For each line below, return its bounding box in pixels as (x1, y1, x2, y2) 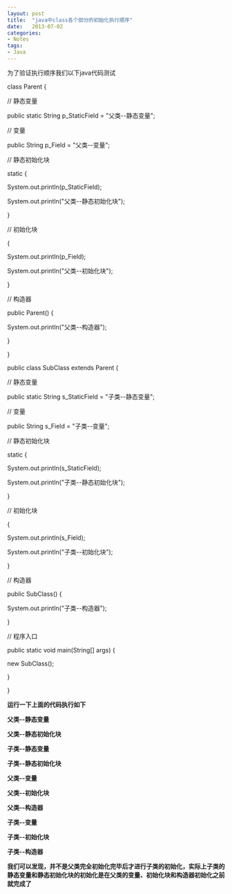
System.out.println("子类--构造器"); (7, 603, 107, 612)
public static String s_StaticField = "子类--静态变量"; (7, 392, 155, 401)
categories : (7, 29, 41, 37)
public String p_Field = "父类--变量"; (7, 140, 110, 149)
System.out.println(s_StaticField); (7, 464, 101, 472)
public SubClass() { (7, 590, 62, 598)
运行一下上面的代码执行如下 (7, 700, 86, 709)
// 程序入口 (7, 632, 38, 640)
